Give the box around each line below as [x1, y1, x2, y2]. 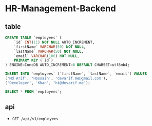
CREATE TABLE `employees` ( [5, 35, 62, 40]
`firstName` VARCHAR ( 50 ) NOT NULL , [14, 44, 86, 49]
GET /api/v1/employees [12, 117, 58, 122]
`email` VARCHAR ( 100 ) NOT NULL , [14, 53, 79, 59]
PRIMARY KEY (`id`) [14, 58, 54, 63]
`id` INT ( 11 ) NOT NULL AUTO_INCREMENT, [14, 40, 95, 44]
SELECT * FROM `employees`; [5, 89, 62, 94]
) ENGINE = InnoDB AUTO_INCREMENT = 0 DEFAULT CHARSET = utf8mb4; [5, 63, 130, 67]
